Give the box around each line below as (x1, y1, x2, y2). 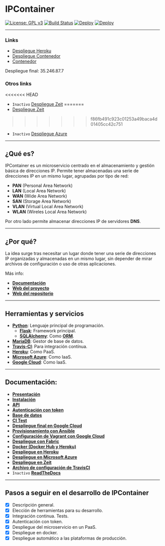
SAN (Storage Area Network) (12, 198, 71, 204)
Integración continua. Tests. (12, 513, 69, 519)
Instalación (12, 396, 36, 402)
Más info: (5, 270, 24, 277)
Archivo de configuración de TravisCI (12, 465, 90, 471)
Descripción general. (12, 502, 55, 508)
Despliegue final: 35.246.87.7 (5, 68, 64, 74)
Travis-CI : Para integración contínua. (12, 343, 87, 349)
